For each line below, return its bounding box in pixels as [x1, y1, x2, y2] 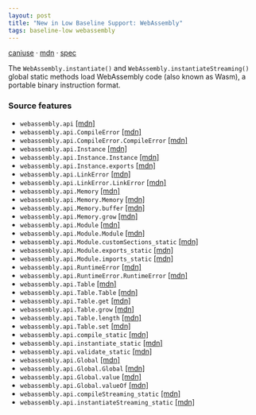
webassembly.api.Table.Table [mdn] [19, 287, 138, 297]
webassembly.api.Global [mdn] [19, 355, 121, 364]
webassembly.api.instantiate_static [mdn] [19, 338, 163, 347]
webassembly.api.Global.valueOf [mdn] [19, 380, 149, 390]
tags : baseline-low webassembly [8, 26, 115, 34]
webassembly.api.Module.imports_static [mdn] [19, 254, 173, 263]
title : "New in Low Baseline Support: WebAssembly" [8, 19, 183, 27]
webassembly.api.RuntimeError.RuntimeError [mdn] [19, 270, 188, 280]
